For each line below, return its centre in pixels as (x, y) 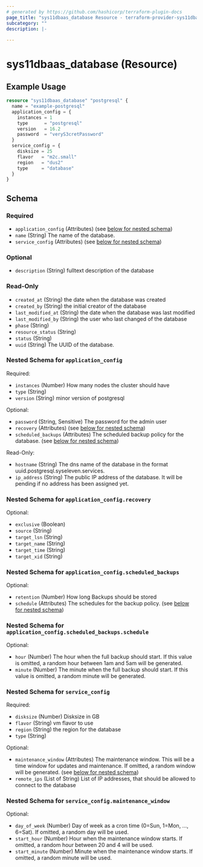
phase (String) (32, 325)
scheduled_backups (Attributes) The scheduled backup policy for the (99, 434)
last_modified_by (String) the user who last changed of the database (101, 319)
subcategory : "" (27, 23)
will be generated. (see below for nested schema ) (77, 772)
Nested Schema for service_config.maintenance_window (88, 800)
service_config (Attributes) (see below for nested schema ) (88, 241)
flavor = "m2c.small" (47, 157)
